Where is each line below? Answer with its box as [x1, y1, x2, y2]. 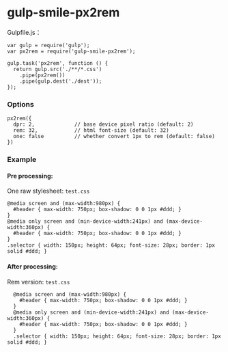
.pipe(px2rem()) [19, 72, 66, 79]
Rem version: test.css [7, 277, 70, 286]
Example [7, 155, 37, 165]
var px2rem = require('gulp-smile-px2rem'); [7, 48, 136, 55]
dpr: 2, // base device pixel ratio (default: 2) [13, 121, 194, 128]
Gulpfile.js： [7, 28, 42, 36]
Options [7, 99, 34, 109]
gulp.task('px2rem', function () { [7, 59, 109, 66]
